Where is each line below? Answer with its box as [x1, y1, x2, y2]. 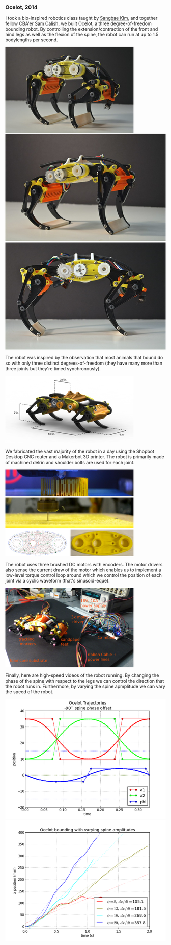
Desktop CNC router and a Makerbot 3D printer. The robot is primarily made [5, 454, 164, 460]
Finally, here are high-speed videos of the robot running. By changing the [5, 672, 159, 679]
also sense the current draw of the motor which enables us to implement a [5, 567, 161, 573]
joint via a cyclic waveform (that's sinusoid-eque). [5, 578, 110, 584]
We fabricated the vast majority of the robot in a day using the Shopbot [5, 448, 154, 455]
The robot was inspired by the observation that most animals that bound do [5, 354, 163, 360]
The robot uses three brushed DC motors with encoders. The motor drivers [5, 562, 163, 568]
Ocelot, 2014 [5, 4, 38, 11]
